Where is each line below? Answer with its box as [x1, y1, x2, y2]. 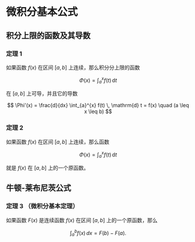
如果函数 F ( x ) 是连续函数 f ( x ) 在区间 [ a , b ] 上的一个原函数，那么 [6, 216, 158, 223]
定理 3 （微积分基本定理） [6, 202, 79, 210]
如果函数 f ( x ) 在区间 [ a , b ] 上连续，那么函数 [6, 138, 110, 145]
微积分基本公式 [6, 5, 78, 19]
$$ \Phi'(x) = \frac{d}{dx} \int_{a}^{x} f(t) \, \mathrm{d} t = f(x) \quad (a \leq [6, 102, 190, 109]
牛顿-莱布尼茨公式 [6, 183, 71, 193]
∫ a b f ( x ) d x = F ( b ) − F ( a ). [69, 228, 127, 238]
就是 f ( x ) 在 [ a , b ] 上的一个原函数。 [6, 165, 89, 172]
